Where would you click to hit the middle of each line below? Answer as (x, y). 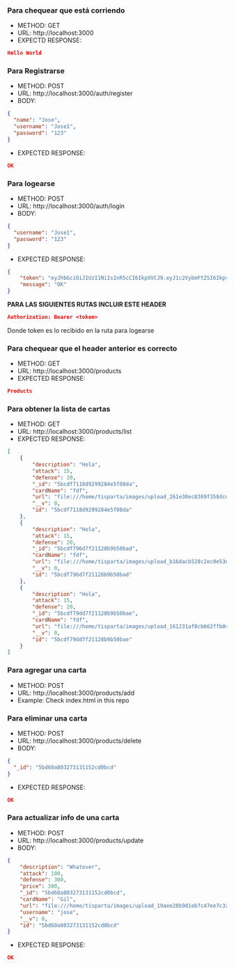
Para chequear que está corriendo (66, 10)
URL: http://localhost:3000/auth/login (71, 206)
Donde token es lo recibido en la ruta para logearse (81, 330)
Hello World (24, 53)
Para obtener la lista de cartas (59, 409)
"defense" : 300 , (44, 880)
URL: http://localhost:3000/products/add (76, 693)
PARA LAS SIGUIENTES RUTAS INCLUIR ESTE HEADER (87, 304)
